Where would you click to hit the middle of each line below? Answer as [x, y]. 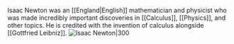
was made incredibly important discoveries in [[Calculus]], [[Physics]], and [116, 18]
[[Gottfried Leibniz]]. [37, 33]
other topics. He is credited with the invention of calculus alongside [106, 25]
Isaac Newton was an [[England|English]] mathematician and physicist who [117, 10]
